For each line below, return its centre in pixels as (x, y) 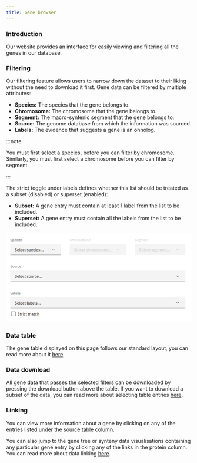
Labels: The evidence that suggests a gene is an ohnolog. (85, 130)
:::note (14, 141)
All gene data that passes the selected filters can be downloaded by (89, 382)
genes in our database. (34, 52)
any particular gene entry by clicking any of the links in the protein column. (97, 447)
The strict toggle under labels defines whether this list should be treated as (97, 188)
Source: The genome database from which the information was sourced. (103, 124)
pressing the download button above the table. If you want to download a (95, 389)
